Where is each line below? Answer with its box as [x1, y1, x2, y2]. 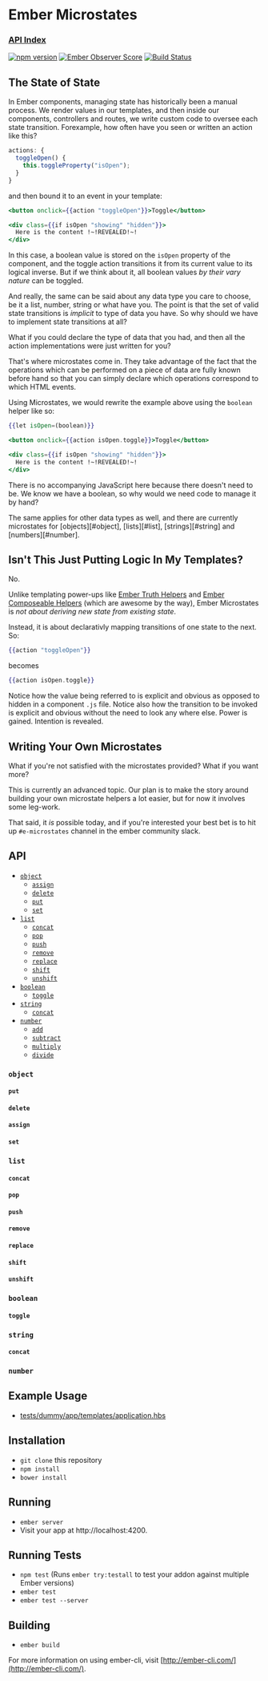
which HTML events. [8, 383, 77, 392]
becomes [8, 661, 39, 670]
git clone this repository [19, 1455, 102, 1464]
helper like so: [8, 407, 54, 416]
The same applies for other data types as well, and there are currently [8, 512, 238, 522]
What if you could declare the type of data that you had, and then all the [8, 333, 246, 342]
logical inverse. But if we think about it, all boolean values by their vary [8, 267, 242, 277]
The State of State [8, 75, 101, 89]
